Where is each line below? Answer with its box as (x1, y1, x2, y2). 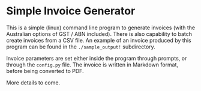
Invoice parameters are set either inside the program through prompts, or (6, 54, 187, 62)
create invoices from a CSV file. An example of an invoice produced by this (6, 37, 191, 44)
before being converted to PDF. (6, 67, 84, 74)
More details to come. (6, 79, 61, 86)
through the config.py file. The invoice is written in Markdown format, (6, 61, 179, 68)
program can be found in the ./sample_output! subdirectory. (6, 43, 156, 50)
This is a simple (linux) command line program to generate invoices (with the (6, 24, 196, 31)
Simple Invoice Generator (6, 4, 136, 18)
